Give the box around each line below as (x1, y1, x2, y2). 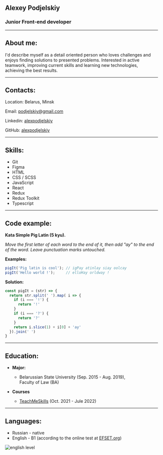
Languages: (5, 417, 42, 425)
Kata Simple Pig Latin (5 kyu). (5, 232, 66, 238)
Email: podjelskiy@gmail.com (5, 108, 64, 114)
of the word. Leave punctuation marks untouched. (5, 246, 106, 253)
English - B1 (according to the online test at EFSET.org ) (12, 435, 122, 441)
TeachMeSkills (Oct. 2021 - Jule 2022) (19, 398, 97, 404)
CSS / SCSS (12, 175, 36, 180)
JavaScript (12, 180, 34, 186)
